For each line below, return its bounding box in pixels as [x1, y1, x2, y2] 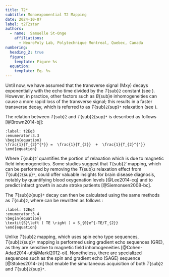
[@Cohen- [121, 245, 143, 250]
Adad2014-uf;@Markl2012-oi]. [5, 250, 69, 256]
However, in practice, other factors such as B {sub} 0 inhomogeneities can [5, 93, 157, 99]
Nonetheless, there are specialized [70, 250, 142, 256]
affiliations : [14, 36, 44, 41]
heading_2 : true [10, 50, 44, 55]
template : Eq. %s [14, 69, 51, 74]
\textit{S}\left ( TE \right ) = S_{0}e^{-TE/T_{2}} [5, 220, 119, 225]
